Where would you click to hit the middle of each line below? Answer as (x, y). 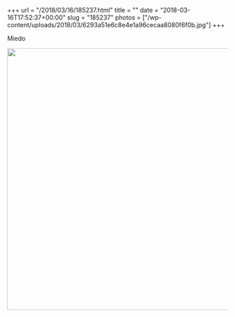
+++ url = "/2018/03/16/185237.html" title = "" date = (83, 10)
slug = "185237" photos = (104, 17)
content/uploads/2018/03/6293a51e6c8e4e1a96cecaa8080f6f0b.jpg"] (109, 25)
